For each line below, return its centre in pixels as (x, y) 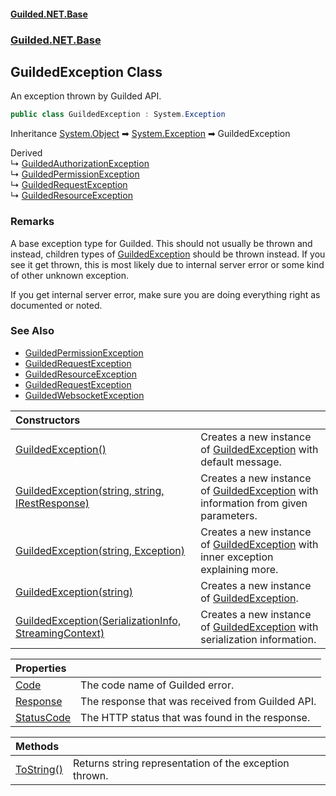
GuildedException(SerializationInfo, (98, 620)
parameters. (229, 515)
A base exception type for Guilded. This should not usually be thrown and (161, 243)
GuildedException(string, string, (90, 490)
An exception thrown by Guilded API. (86, 96)
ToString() (39, 769)
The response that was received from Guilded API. (198, 701)
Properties (41, 668)
